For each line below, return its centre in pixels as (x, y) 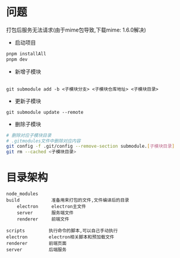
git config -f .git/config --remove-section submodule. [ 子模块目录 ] (91, 147)
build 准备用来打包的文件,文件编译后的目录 (68, 200)
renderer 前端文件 (43, 219)
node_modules (22, 194)
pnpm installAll (26, 54)
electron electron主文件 (51, 207)
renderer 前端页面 (37, 244)
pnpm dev (17, 59)
